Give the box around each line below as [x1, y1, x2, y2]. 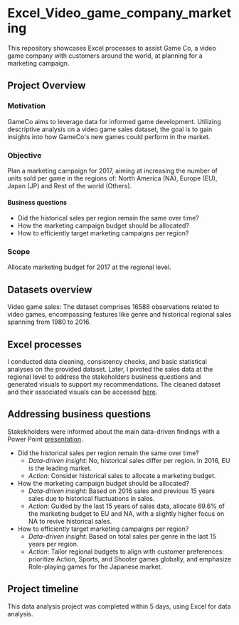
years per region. [28, 539, 79, 548]
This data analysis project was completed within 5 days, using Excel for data [7, 601, 231, 611]
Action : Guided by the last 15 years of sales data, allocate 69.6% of [28, 502, 225, 510]
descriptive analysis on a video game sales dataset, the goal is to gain [7, 125, 213, 133]
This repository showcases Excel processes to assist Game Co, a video [7, 44, 216, 52]
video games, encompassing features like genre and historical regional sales [7, 310, 232, 319]
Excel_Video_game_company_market [7, 5, 232, 21]
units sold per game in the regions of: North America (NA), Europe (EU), [7, 173, 218, 183]
